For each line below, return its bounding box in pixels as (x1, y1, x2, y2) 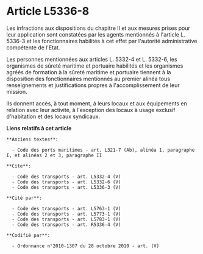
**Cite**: (6, 163, 32, 169)
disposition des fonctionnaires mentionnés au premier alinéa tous (6, 75, 171, 82)
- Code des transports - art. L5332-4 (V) (12, 174, 121, 180)
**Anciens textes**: (6, 136, 59, 143)
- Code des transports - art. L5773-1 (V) (12, 211, 121, 217)
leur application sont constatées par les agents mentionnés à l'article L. (6, 30, 186, 38)
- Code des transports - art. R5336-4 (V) (12, 221, 121, 228)
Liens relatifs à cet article (6, 124, 72, 132)
